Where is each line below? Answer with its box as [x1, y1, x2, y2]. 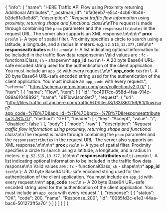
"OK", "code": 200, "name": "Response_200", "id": [5, 195, 109, 201]
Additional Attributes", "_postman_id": [5, 9, 83, 15]
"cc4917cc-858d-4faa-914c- [91, 89, 151, 95]
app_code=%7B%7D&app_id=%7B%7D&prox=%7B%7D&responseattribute [5, 110, 161, 116]
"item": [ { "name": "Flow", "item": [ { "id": [5, 89, 91, 95]
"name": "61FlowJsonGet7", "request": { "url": [40, 94, 135, 100]
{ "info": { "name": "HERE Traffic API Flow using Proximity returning [5, 4, 144, 10]
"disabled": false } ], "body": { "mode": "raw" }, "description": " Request [5, 121, 152, 127]
